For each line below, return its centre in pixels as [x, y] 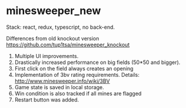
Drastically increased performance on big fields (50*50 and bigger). [97, 62]
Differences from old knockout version [53, 38]
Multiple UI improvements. [46, 56]
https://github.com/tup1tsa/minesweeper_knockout [68, 45]
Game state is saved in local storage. [59, 87]
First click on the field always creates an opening [74, 68]
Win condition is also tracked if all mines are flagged [78, 93]
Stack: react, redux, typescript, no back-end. [61, 27]
